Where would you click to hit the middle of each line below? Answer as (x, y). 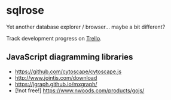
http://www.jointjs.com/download (56, 77)
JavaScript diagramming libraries (70, 57)
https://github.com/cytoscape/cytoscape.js (68, 71)
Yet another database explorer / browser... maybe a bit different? (86, 27)
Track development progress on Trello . (54, 38)
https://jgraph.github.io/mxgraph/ (56, 84)
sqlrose (25, 10)
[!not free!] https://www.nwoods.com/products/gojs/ (80, 90)
